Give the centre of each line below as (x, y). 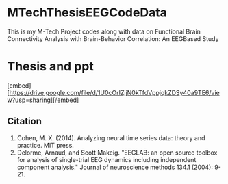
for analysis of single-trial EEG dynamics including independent (106, 159)
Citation (25, 121)
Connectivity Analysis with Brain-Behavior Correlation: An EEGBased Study (113, 38)
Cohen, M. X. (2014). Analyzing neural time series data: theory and (111, 137)
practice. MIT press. (45, 145)
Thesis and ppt (50, 67)
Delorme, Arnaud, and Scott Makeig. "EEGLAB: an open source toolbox (117, 153)
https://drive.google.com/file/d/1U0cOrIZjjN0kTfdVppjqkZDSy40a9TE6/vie (115, 92)
